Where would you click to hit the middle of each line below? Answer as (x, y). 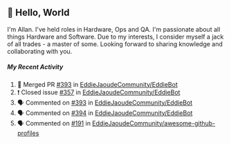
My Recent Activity (35, 67)
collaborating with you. (40, 51)
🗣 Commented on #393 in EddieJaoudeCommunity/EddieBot (105, 102)
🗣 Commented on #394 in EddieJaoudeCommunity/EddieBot (105, 113)
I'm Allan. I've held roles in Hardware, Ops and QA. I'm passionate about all (114, 29)
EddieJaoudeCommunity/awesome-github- (154, 123)
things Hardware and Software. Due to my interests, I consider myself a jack (115, 37)
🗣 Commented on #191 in (54, 123)
